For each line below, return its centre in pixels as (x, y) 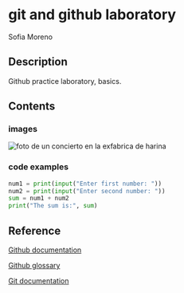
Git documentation (39, 281)
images (23, 129)
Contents (32, 107)
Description (38, 62)
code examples (39, 167)
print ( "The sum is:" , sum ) (53, 206)
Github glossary (34, 266)
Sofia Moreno (31, 37)
